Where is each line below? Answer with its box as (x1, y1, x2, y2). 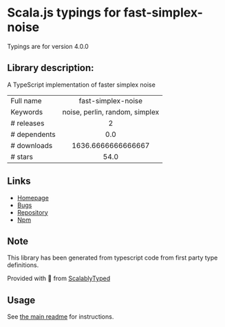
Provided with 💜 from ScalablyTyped (7, 274, 111, 283)
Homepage (17, 193, 50, 202)
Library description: (7, 62, 94, 74)
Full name (10, 96, 43, 105)
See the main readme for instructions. (7, 313, 114, 321)
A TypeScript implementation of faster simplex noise (7, 81, 156, 89)
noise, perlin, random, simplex (62, 107, 160, 116)
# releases (10, 118, 45, 128)
